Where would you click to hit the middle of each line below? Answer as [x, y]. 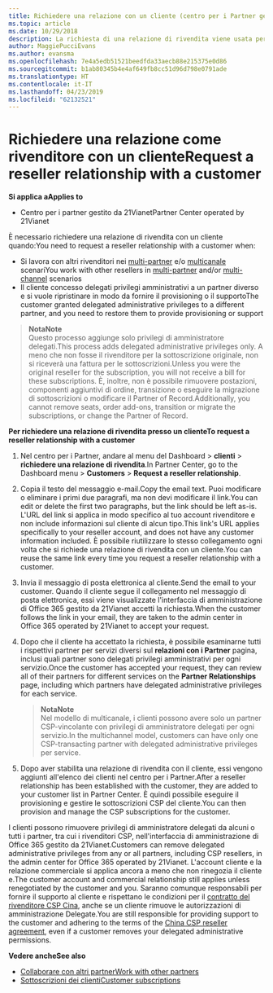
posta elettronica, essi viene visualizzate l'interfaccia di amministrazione [141, 600]
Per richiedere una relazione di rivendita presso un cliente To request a [129, 432]
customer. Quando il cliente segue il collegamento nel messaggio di [133, 591]
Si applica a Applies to [46, 197]
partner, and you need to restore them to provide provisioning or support [142, 314]
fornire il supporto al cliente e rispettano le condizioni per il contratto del [129, 897]
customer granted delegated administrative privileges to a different [132, 305]
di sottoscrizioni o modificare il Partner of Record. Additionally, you [139, 398]
